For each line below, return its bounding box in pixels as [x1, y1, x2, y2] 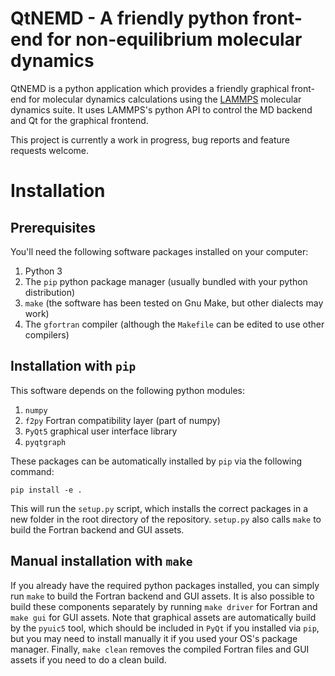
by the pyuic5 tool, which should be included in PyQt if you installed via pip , [10, 622, 320, 634]
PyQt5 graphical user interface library [24, 425, 178, 437]
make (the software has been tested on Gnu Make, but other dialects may [24, 297, 324, 309]
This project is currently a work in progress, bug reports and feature [10, 133, 290, 146]
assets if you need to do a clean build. [10, 653, 167, 666]
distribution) [24, 286, 76, 298]
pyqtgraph [24, 437, 67, 447]
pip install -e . [10, 485, 83, 495]
